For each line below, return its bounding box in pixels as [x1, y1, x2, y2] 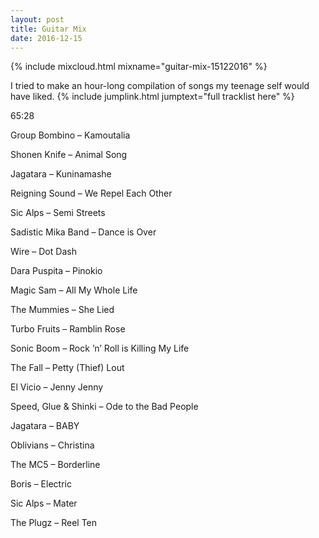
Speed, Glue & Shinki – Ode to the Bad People [10, 401, 199, 413]
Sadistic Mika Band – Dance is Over [10, 226, 157, 238]
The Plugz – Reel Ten [10, 517, 98, 529]
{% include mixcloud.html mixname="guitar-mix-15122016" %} [10, 61, 268, 73]
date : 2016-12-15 [10, 33, 83, 43]
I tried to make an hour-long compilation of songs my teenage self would [10, 80, 310, 92]
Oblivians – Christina [10, 439, 95, 451]
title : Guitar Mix [10, 24, 87, 34]
